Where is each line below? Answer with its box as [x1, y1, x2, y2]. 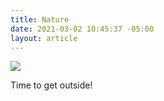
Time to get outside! [10, 79, 93, 91]
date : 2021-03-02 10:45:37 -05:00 [10, 24, 155, 34]
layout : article [10, 33, 78, 43]
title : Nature [10, 14, 70, 25]
